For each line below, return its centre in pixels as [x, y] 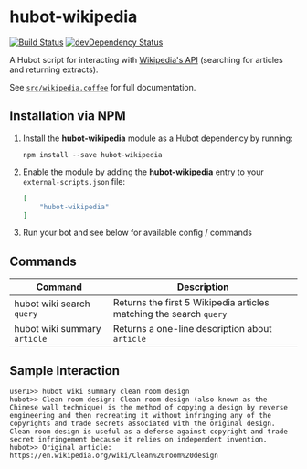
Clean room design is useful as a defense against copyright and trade [148, 432]
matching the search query [170, 314]
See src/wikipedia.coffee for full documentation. [103, 87]
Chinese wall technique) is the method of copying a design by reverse [148, 408]
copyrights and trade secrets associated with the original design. [143, 423]
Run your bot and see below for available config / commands [138, 233]
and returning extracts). [54, 69]
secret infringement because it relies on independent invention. [138, 440]
